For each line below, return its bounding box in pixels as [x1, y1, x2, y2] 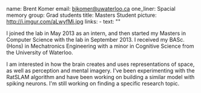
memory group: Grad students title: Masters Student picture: [6, 11, 157, 19]
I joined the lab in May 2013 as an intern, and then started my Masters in [6, 30, 186, 37]
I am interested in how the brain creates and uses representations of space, [6, 60, 195, 68]
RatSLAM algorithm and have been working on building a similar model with [6, 74, 195, 80]
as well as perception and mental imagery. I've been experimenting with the [6, 67, 195, 74]
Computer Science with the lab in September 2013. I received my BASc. [6, 36, 185, 43]
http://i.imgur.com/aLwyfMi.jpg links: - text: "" [6, 18, 121, 25]
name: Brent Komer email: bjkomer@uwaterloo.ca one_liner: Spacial [6, 5, 176, 12]
